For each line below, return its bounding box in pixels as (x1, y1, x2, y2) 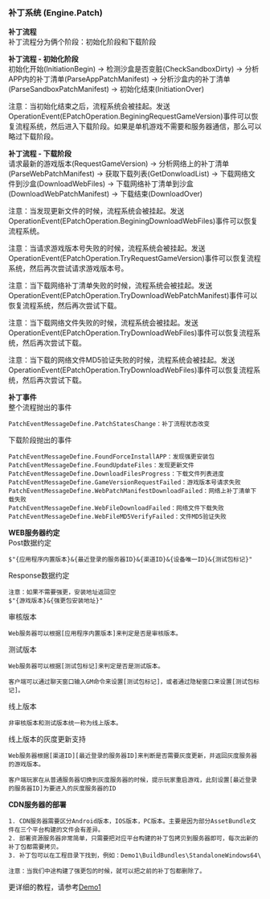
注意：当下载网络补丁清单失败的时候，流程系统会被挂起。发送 (8, 280, 213, 291)
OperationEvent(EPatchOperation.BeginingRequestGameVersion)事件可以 (8, 111, 252, 122)
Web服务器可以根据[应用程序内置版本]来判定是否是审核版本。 (8, 630, 182, 638)
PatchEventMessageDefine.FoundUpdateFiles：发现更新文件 (8, 462, 194, 470)
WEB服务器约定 (8, 528, 60, 537)
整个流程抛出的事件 (8, 403, 72, 412)
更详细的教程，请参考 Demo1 (8, 882, 102, 892)
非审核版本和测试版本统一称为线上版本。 (8, 719, 122, 727)
